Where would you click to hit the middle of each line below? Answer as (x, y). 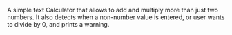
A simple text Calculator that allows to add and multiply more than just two (113, 10)
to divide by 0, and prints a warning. (58, 24)
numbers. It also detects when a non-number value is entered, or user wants (116, 17)
